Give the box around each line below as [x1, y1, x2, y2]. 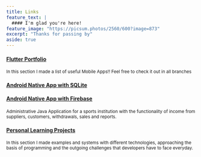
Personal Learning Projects [6, 126, 76, 134]
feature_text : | [6, 14, 47, 20]
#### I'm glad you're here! [11, 20, 82, 26]
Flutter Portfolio [6, 55, 47, 63]
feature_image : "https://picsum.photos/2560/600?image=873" [6, 25, 161, 32]
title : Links [6, 8, 39, 15]
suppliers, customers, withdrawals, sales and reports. [6, 114, 117, 120]
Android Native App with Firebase [6, 95, 93, 102]
